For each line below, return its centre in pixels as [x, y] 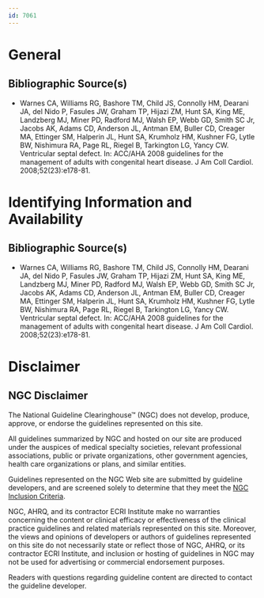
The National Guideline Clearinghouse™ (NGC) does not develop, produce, [129, 415]
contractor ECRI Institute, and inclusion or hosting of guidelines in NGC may [131, 553]
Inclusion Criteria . [37, 496]
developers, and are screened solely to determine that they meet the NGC [128, 487]
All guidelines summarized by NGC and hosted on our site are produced [125, 438]
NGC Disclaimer [48, 396]
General [35, 54]
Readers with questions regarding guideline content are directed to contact [130, 577]
